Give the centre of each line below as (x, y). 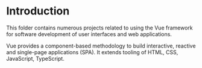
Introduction (38, 11)
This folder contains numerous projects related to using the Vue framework (99, 28)
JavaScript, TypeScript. (35, 58)
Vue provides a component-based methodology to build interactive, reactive (101, 46)
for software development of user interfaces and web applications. (89, 34)
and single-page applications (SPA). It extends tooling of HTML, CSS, (92, 52)
